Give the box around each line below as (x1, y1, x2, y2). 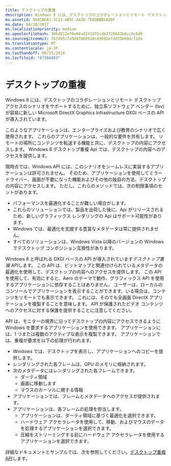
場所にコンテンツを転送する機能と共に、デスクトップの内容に (22, 140, 153, 146)
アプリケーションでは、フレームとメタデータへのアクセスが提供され (12, 393, 156, 399)
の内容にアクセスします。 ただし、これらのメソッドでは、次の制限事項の (5, 183, 158, 189)
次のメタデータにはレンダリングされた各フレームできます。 (12, 367, 138, 374)
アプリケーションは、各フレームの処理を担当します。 (12, 406, 124, 412)
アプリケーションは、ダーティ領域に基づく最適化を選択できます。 (20, 413, 159, 419)
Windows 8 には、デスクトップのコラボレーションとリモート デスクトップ (5, 97, 161, 103)
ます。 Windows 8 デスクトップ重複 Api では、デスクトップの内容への (14, 146, 161, 152)
